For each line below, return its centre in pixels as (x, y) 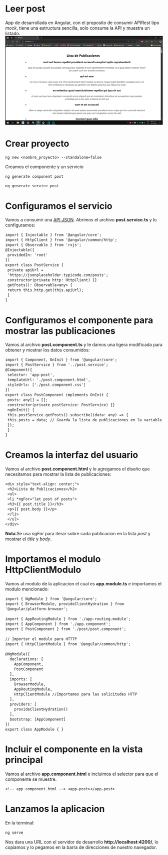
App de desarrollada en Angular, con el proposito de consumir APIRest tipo (82, 23)
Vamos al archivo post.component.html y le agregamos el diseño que (77, 469)
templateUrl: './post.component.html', (49, 380)
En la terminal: (20, 823)
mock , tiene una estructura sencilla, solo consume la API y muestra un (77, 28)
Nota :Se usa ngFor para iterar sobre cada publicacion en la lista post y (78, 534)
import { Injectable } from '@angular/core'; (53, 235)
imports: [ (21, 679)
